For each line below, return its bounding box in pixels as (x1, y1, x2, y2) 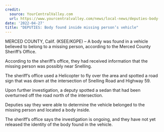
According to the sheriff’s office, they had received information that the (5, 58, 148, 64)
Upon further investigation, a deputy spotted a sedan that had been (5, 87, 141, 93)
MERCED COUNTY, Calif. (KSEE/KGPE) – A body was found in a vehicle (5, 38, 148, 44)
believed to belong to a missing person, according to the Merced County (5, 44, 151, 49)
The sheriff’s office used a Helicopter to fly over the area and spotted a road (5, 73, 158, 79)
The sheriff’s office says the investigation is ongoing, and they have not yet (5, 116, 156, 122)
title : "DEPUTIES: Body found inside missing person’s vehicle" (5, 25, 139, 30)
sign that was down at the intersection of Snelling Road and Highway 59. (5, 78, 151, 84)
